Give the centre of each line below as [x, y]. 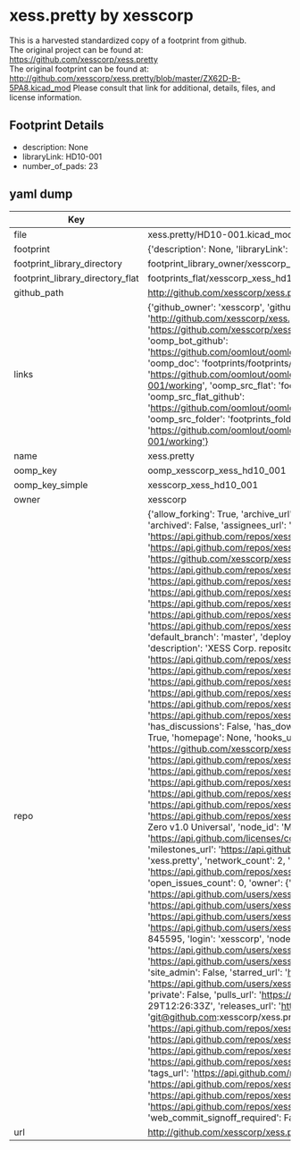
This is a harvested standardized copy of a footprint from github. [128, 40]
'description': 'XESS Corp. [202, 647]
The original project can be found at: [76, 49]
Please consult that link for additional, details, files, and [174, 88]
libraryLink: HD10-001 [62, 156]
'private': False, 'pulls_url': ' [204, 994]
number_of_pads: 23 [60, 165]
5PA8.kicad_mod [40, 88]
